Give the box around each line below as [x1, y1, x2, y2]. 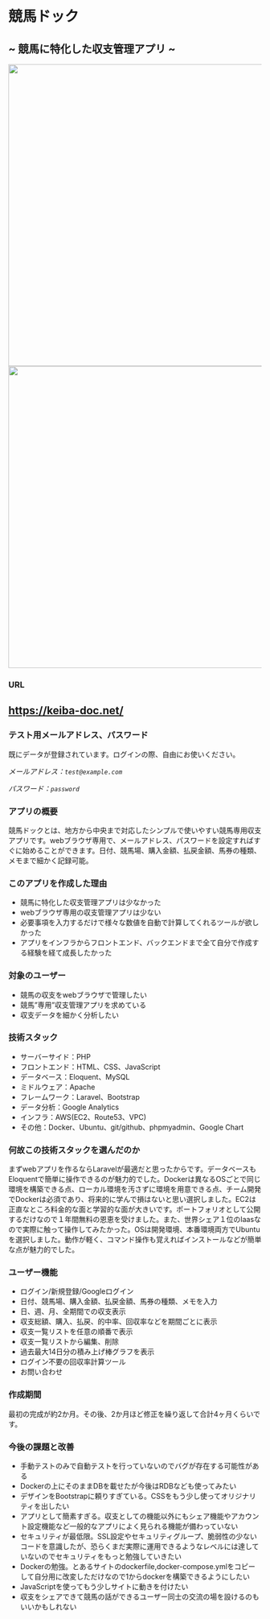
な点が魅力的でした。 [8, 1245, 79, 1254]
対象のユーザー [8, 970, 67, 981]
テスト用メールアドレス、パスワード [8, 729, 149, 741]
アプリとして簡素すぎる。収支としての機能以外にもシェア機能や [19, 1511, 231, 1521]
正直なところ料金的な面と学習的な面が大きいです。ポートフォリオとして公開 [8, 1204, 261, 1214]
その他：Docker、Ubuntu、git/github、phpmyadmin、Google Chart [19, 1122, 244, 1132]
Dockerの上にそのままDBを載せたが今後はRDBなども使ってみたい [19, 1481, 237, 1490]
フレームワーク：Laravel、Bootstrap [19, 1092, 141, 1101]
